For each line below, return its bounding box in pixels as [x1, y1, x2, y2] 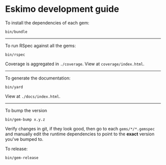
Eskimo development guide [5, 3, 120, 15]
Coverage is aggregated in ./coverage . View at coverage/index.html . [5, 61, 145, 67]
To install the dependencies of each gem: [5, 20, 90, 26]
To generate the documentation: [5, 75, 71, 81]
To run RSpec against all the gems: [5, 42, 76, 48]
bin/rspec [5, 52, 26, 57]
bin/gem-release [5, 155, 39, 160]
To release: [5, 146, 28, 152]
